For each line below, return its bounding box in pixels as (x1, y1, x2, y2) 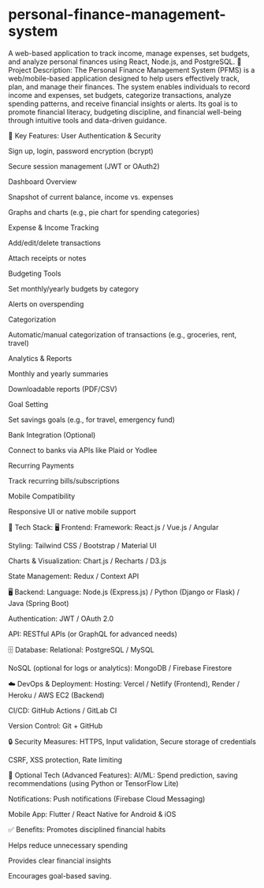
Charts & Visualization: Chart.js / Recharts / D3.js (8, 555, 167, 566)
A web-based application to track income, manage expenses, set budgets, (8, 48, 250, 58)
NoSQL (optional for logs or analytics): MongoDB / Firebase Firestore (8, 663, 232, 672)
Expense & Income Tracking (8, 223, 99, 232)
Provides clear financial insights (8, 856, 112, 865)
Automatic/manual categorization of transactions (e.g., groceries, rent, (8, 329, 237, 339)
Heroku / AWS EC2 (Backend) (8, 690, 105, 700)
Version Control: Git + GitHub (8, 721, 103, 730)
